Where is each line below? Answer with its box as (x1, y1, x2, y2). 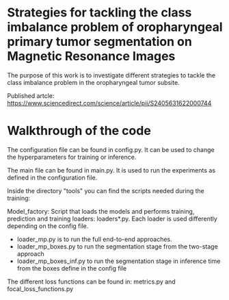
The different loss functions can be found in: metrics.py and (7, 277, 176, 286)
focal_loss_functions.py (7, 284, 74, 292)
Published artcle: (7, 91, 55, 100)
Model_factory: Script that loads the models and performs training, (7, 207, 195, 215)
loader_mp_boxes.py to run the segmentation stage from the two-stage (16, 242, 219, 251)
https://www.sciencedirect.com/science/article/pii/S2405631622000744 (7, 99, 212, 107)
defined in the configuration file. (7, 173, 98, 182)
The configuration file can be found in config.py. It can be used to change (7, 145, 215, 153)
